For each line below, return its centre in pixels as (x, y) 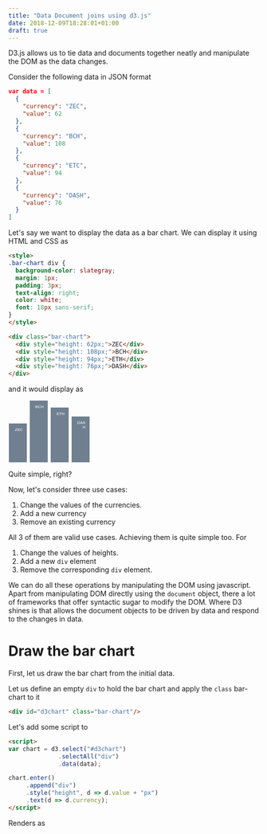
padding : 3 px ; (39, 285)
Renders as (27, 823)
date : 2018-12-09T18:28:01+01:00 (64, 23)
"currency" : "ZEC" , (55, 107)
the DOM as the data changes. (58, 61)
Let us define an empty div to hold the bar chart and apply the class (120, 689)
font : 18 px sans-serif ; (55, 307)
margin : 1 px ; (37, 278)
